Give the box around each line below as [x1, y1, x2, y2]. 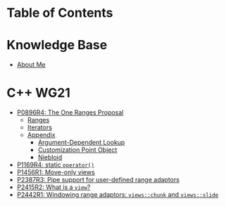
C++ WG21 [6, 85, 71, 101]
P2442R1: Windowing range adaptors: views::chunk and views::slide [16, 191, 219, 199]
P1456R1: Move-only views [16, 168, 96, 176]
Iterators [27, 123, 52, 131]
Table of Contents [6, 5, 113, 21]
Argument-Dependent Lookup [37, 139, 125, 147]
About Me [16, 60, 46, 69]
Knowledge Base [6, 37, 108, 53]
